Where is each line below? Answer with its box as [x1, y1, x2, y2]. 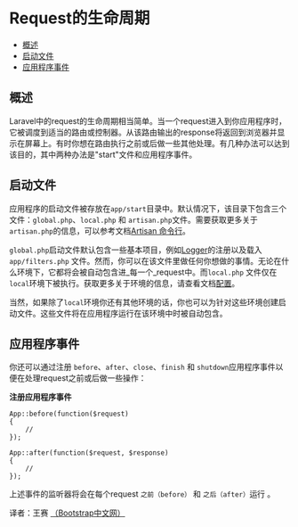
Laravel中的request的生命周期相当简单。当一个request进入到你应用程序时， [9, 115, 287, 126]
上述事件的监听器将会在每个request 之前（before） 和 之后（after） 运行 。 [9, 489, 276, 499]
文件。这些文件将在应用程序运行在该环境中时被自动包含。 [16, 308, 228, 318]
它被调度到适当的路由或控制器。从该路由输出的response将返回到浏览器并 [9, 127, 278, 137]
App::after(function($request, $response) [9, 449, 169, 457]
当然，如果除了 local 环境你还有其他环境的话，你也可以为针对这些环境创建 [9, 296, 278, 308]
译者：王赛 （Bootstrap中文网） [9, 507, 126, 518]
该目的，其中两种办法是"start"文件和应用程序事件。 [9, 149, 197, 160]
